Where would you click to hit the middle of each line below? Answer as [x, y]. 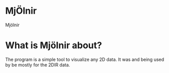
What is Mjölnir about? [54, 45]
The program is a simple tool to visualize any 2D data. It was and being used [85, 59]
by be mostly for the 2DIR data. [38, 65]
